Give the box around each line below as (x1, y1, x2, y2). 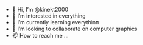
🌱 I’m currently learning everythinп (12, 19, 99, 26)
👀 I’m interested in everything (12, 12, 86, 19)
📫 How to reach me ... (12, 32, 69, 39)
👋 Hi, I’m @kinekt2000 (12, 6, 69, 13)
